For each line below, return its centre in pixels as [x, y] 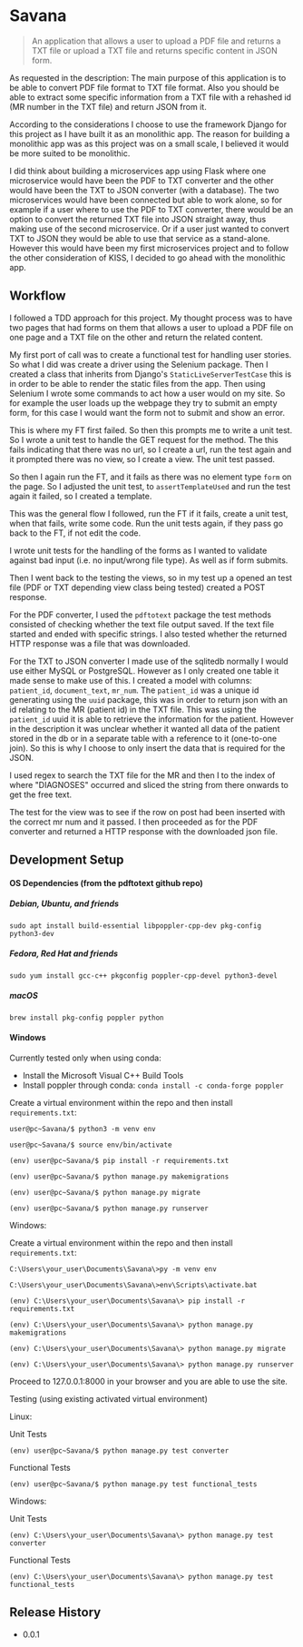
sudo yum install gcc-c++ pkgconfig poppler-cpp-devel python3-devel [144, 976]
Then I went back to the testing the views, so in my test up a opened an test [151, 577]
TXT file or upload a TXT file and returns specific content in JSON [155, 50]
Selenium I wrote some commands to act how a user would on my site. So [147, 393]
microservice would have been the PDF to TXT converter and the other [142, 180]
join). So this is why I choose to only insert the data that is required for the [147, 748]
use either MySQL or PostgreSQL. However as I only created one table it [144, 671]
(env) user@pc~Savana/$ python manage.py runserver [109, 1208]
